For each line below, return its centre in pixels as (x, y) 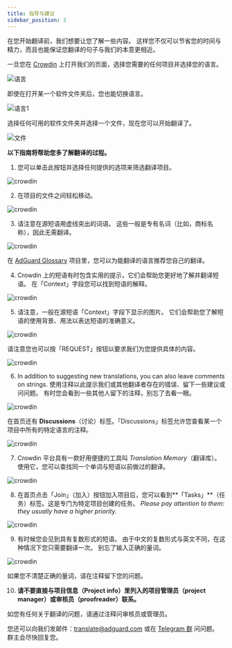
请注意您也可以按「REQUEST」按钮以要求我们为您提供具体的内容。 (103, 349)
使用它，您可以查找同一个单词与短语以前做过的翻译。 (93, 466)
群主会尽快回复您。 (35, 637)
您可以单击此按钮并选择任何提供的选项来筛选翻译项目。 (96, 167)
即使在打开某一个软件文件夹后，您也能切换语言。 (77, 94)
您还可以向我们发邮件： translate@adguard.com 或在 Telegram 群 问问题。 (113, 629)
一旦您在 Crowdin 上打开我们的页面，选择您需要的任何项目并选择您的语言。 (115, 64)
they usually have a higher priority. (67, 511)
